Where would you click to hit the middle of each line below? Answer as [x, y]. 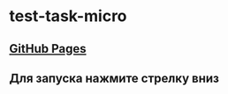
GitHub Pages [48, 49]
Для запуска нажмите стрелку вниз [114, 78]
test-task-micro [68, 16]
